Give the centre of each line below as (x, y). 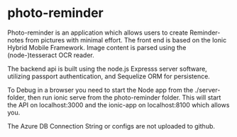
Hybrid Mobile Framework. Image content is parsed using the (97, 47)
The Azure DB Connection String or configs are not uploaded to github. (111, 126)
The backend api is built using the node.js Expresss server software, (107, 68)
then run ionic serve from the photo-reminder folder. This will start (124, 97)
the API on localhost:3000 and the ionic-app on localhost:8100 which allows (118, 105)
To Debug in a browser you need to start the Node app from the (100, 90)
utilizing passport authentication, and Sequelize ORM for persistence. (109, 76)
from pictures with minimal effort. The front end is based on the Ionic (126, 40)
